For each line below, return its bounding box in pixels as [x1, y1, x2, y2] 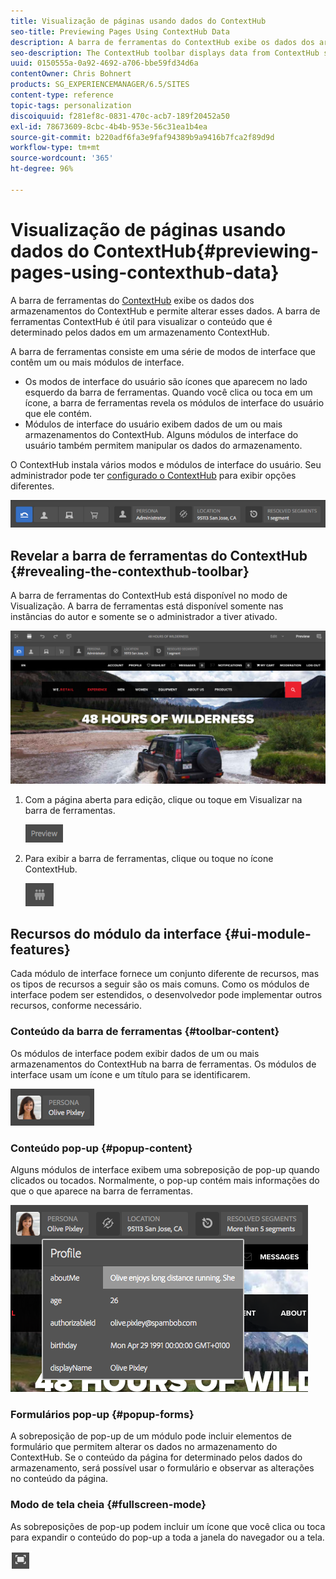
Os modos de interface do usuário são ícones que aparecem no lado [24, 375, 308, 387]
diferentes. [10, 480, 55, 492]
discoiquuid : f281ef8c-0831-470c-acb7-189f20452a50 [10, 111, 230, 121]
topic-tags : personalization [10, 100, 132, 110]
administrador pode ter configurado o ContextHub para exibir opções [10, 469, 297, 481]
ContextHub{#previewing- [93, 240, 319, 262]
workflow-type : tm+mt [10, 143, 101, 153]
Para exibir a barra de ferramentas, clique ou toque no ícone [24, 852, 274, 864]
